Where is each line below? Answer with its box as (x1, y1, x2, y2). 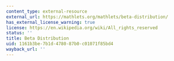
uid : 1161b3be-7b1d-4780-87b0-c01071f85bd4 (6, 41, 114, 47)
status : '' (6, 30, 33, 36)
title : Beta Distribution (6, 35, 69, 41)
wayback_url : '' (6, 46, 46, 52)
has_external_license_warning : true (6, 19, 95, 25)
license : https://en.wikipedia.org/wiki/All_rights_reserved (6, 24, 158, 31)
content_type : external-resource (6, 8, 88, 15)
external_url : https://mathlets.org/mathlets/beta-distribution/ (6, 14, 168, 20)
